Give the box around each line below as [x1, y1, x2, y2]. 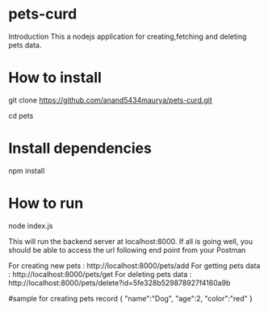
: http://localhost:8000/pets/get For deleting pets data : [8, 269, 192, 279]
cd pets [8, 111, 34, 120]
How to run [8, 195, 84, 212]
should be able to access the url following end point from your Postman [8, 245, 246, 254]
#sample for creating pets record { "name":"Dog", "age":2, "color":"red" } [8, 293, 253, 303]
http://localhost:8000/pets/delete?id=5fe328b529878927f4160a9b [8, 278, 231, 288]
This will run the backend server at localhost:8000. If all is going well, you [8, 236, 253, 246]
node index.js [8, 221, 53, 230]
